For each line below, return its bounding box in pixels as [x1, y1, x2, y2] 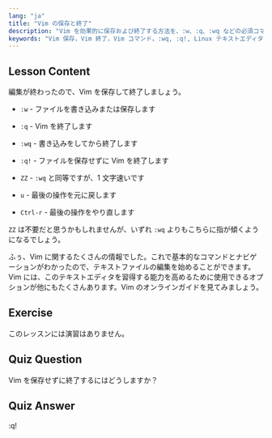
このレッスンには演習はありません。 [8, 329, 130, 338]
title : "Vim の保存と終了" [8, 19, 92, 28]
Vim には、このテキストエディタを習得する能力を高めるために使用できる [8, 272, 249, 282]
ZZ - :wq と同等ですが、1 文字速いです [19, 173, 145, 183]
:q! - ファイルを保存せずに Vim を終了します [19, 155, 169, 166]
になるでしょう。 [8, 235, 66, 245]
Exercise [8, 306, 53, 320]
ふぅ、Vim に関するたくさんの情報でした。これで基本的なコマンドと [8, 252, 236, 262]
